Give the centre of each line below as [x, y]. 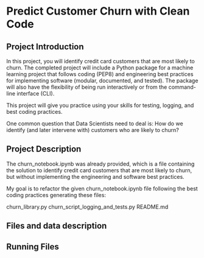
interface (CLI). [36, 93]
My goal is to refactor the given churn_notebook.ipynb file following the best [102, 188]
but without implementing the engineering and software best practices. [95, 176]
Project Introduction [45, 47]
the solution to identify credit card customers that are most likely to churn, [99, 170]
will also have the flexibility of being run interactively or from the [87, 87]
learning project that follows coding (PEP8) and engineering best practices [100, 74]
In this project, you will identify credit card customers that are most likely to [100, 61]
